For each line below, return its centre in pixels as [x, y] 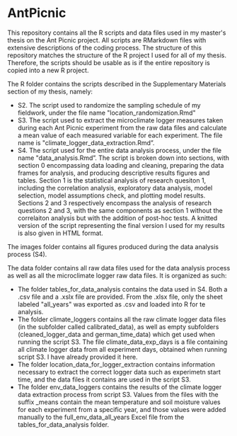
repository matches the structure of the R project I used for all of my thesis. [117, 55]
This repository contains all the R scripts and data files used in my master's [117, 33]
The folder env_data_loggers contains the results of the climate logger [120, 386]
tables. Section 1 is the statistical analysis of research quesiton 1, [112, 180]
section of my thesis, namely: [50, 91]
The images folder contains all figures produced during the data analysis [113, 246]
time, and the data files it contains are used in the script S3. [104, 379]
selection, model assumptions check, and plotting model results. [111, 195]
